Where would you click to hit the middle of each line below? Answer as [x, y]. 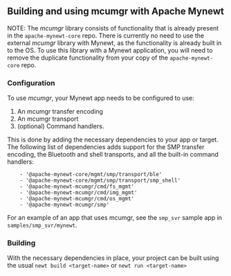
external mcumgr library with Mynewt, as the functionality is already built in [114, 43]
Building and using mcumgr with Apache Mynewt [116, 11]
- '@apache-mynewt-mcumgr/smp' [65, 205]
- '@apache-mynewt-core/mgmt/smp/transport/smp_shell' [100, 181]
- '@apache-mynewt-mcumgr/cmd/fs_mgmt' [77, 187]
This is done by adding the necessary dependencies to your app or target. [113, 140]
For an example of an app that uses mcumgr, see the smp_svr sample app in [115, 218]
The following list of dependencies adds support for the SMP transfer [106, 147]
